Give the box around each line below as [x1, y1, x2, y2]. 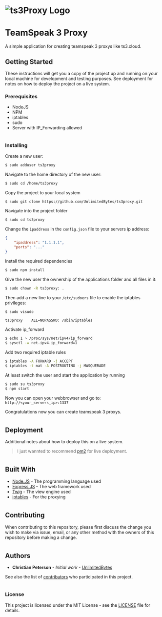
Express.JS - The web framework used [12, 483, 91, 489]
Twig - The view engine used [12, 489, 71, 494]
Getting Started [5, 58, 53, 66]
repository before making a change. [5, 535, 77, 540]
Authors [5, 552, 31, 560]
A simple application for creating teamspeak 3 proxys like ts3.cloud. [5, 43, 142, 49]
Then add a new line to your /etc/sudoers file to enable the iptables [5, 294, 141, 300]
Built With [5, 465, 36, 473]
